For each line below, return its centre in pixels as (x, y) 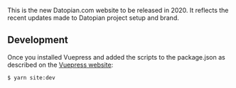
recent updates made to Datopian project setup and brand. (93, 18)
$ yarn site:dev (31, 77)
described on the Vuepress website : (60, 65)
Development (38, 40)
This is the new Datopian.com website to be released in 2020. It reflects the (118, 10)
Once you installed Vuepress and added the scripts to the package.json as (116, 57)
